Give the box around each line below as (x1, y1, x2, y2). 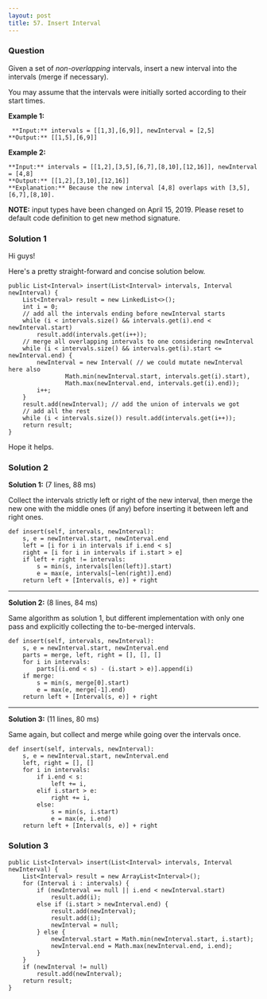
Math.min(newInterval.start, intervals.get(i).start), (64, 373, 250, 380)
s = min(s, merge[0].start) (37, 679, 130, 687)
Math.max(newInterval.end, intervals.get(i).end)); (64, 380, 240, 388)
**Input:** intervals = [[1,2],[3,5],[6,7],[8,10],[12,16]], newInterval (8, 162, 258, 171)
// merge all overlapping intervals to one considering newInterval (22, 338, 254, 346)
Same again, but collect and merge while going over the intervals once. (8, 730, 241, 739)
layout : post (8, 11, 52, 20)
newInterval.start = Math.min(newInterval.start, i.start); (50, 935, 254, 943)
